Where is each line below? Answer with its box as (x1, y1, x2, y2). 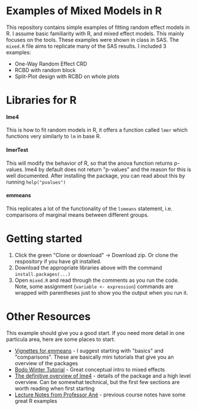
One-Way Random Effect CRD (14, 60, 87, 67)
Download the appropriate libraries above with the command (14, 264, 162, 271)
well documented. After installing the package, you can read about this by (6, 172, 186, 179)
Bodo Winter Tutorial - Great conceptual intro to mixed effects (14, 366, 165, 373)
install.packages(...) (14, 271, 71, 277)
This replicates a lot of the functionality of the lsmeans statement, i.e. (6, 205, 173, 212)
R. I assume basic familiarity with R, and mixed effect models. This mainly (6, 30, 185, 37)
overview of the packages (14, 359, 78, 367)
